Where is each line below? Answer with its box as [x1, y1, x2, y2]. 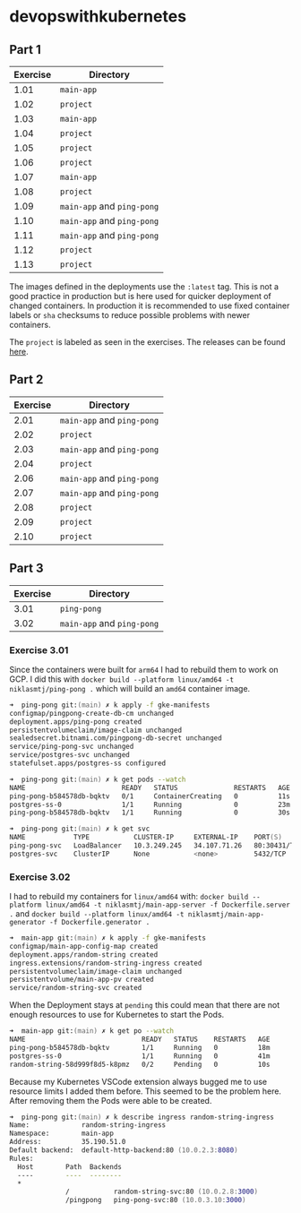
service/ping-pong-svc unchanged [9, 742, 134, 752]
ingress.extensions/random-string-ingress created [9, 959, 202, 968]
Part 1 [9, 42, 42, 57]
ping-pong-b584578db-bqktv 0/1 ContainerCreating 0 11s [9, 791, 291, 801]
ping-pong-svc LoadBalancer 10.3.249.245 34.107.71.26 [9, 841, 243, 850]
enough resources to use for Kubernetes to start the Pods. [9, 1010, 225, 1020]
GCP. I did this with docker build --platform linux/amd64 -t [9, 674, 235, 684]
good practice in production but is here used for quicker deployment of [9, 291, 271, 301]
